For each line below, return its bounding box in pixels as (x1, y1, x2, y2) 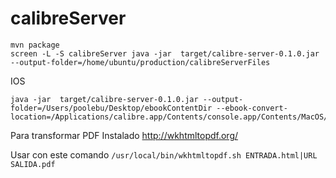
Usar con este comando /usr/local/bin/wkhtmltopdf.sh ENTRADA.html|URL (10, 148, 318, 161)
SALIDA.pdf (10, 159, 56, 169)
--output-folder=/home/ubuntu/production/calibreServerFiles (10, 57, 271, 67)
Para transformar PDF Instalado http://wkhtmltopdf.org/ (10, 129, 239, 141)
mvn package (10, 40, 60, 50)
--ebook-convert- (216, 103, 288, 113)
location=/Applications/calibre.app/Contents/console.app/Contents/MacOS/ (10, 112, 329, 122)
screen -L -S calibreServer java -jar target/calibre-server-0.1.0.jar (10, 48, 320, 59)
